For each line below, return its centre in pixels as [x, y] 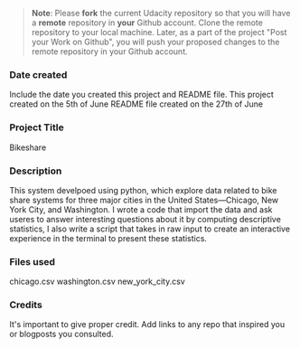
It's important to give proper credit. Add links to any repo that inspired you [147, 324]
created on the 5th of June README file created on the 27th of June [136, 104]
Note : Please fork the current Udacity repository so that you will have [161, 13]
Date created [38, 74]
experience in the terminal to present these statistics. [108, 238]
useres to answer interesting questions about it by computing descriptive [145, 219]
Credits [26, 305]
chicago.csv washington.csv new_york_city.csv [97, 282]
